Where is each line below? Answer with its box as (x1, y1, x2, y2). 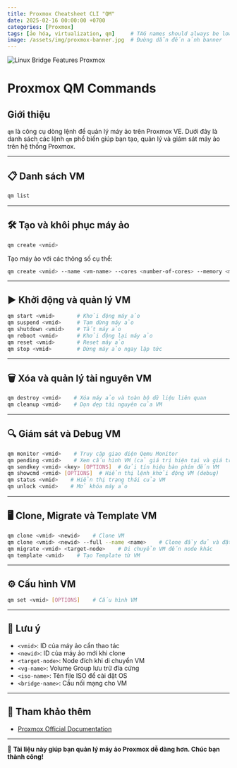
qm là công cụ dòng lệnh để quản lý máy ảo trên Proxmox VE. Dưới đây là (7, 128, 218, 136)
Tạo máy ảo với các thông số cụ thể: (7, 254, 113, 263)
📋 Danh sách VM (7, 170, 85, 182)
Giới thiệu (7, 109, 51, 120)
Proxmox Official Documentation (17, 724, 112, 733)
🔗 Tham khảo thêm (7, 706, 92, 718)
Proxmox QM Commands (7, 80, 157, 97)
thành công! (7, 752, 44, 761)
